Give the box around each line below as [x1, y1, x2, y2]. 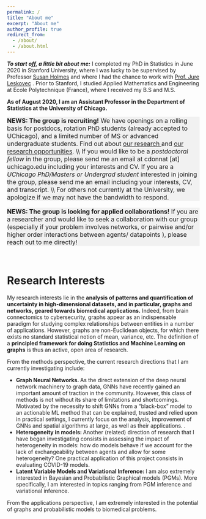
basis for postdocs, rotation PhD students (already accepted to [7, 124, 188, 133]
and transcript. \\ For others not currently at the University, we [7, 185, 185, 194]
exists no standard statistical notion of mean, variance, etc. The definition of [7, 333, 199, 340]
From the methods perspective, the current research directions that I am [7, 358, 189, 365]
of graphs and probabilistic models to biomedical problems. [7, 506, 157, 513]
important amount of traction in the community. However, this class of [15, 389, 192, 396]
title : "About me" [7, 15, 54, 21]
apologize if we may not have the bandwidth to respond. [7, 193, 169, 201]
